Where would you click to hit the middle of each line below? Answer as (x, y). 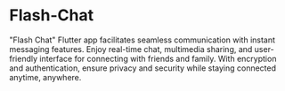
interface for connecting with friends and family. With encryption (158, 58)
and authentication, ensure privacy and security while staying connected (143, 68)
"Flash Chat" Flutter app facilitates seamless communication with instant (142, 40)
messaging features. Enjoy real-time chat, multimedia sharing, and (131, 49)
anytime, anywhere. (45, 77)
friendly (24, 58)
